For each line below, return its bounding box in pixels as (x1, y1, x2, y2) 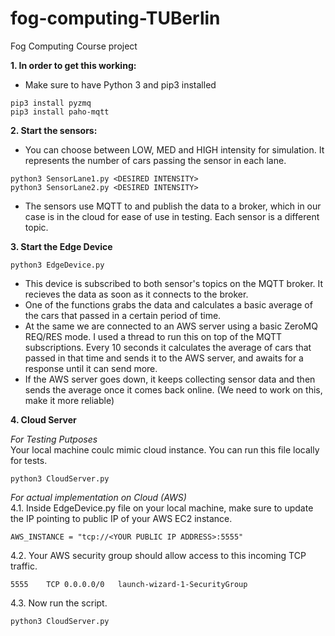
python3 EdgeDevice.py (10, 260, 105, 270)
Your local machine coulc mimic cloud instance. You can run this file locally (10, 443, 320, 456)
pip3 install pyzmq (10, 98, 92, 108)
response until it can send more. (24, 362, 158, 374)
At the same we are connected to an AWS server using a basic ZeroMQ (24, 320, 318, 332)
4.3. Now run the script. (10, 597, 108, 609)
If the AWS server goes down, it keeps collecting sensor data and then (24, 373, 316, 385)
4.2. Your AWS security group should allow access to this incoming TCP (10, 549, 307, 561)
